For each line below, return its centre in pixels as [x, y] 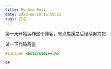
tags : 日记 [16, 19]
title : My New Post [25, 10]
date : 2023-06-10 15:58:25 [33, 14]
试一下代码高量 [20, 44]
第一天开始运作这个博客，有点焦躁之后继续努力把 [55, 34]
